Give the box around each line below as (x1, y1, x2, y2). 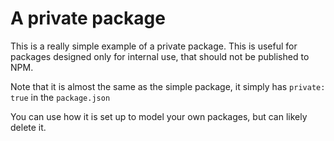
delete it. (10, 121, 47, 133)
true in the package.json (10, 91, 111, 103)
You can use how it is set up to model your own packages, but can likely (10, 110, 308, 122)
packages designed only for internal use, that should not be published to (10, 50, 310, 62)
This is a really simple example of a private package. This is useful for (10, 40, 298, 52)
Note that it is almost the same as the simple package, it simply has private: (10, 80, 326, 92)
